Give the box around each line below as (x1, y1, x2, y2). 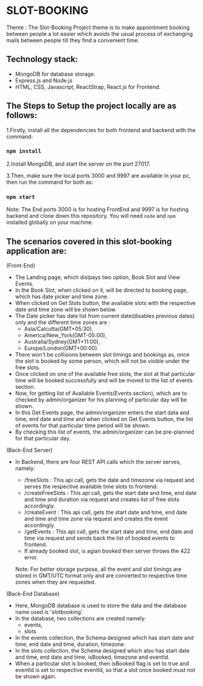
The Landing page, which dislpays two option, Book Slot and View (15, 274, 181, 281)
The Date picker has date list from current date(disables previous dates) (15, 312, 195, 319)
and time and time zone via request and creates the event (24, 515, 168, 522)
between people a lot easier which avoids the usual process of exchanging (6, 30, 193, 37)
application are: (6, 246, 67, 256)
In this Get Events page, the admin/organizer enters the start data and (15, 409, 190, 416)
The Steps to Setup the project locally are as (6, 101, 177, 111)
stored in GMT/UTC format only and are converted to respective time (15, 571, 187, 579)
